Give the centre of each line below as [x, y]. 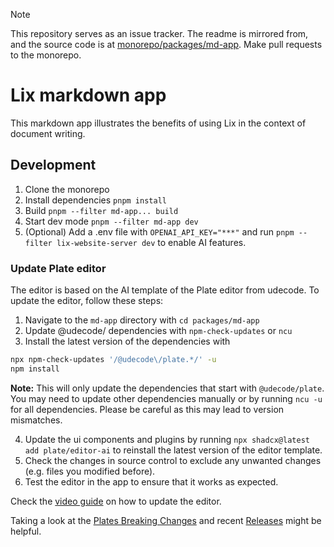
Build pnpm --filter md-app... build [101, 210]
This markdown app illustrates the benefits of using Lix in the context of [158, 123]
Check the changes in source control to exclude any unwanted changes [173, 460]
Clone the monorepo [67, 189]
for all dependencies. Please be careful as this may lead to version [147, 409]
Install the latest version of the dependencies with [127, 341]
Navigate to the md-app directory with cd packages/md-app [142, 320]
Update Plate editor [58, 268]
